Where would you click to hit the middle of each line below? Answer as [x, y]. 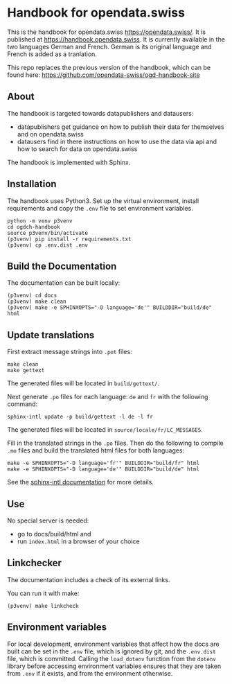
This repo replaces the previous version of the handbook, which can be [109, 67]
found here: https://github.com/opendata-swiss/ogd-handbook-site [104, 75]
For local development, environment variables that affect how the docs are [113, 644]
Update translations [51, 335]
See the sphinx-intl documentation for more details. [81, 482]
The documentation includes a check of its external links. [89, 579]
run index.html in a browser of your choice [78, 541]
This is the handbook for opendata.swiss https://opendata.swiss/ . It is [107, 32]
